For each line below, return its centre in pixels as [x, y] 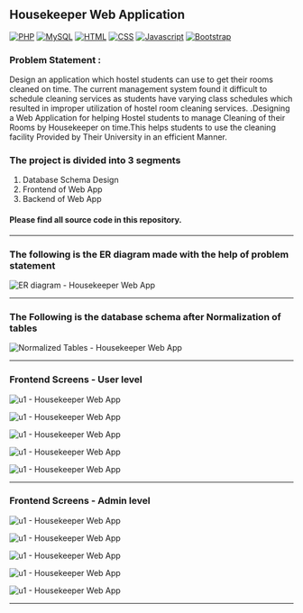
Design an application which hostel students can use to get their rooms [141, 79]
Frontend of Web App [62, 189]
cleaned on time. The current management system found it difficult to [138, 89]
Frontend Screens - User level [76, 380]
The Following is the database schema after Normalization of [145, 316]
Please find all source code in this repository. [96, 220]
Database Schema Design [70, 180]
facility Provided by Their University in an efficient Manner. [119, 137]
